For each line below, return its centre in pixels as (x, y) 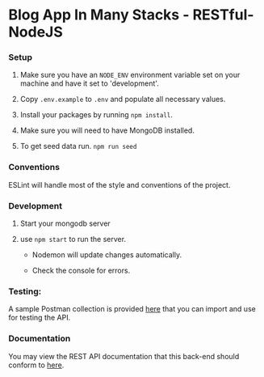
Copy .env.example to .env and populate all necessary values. (123, 100)
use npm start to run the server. (73, 239)
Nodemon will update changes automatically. (107, 255)
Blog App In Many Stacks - (99, 15)
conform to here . (36, 365)
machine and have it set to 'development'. (89, 83)
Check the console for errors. (81, 271)
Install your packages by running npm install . (96, 115)
